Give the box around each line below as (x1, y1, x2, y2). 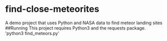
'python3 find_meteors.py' (5, 30, 60, 36)
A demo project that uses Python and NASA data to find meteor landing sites (5, 20, 163, 26)
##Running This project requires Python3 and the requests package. (5, 25, 146, 31)
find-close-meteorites (5, 3, 100, 15)
